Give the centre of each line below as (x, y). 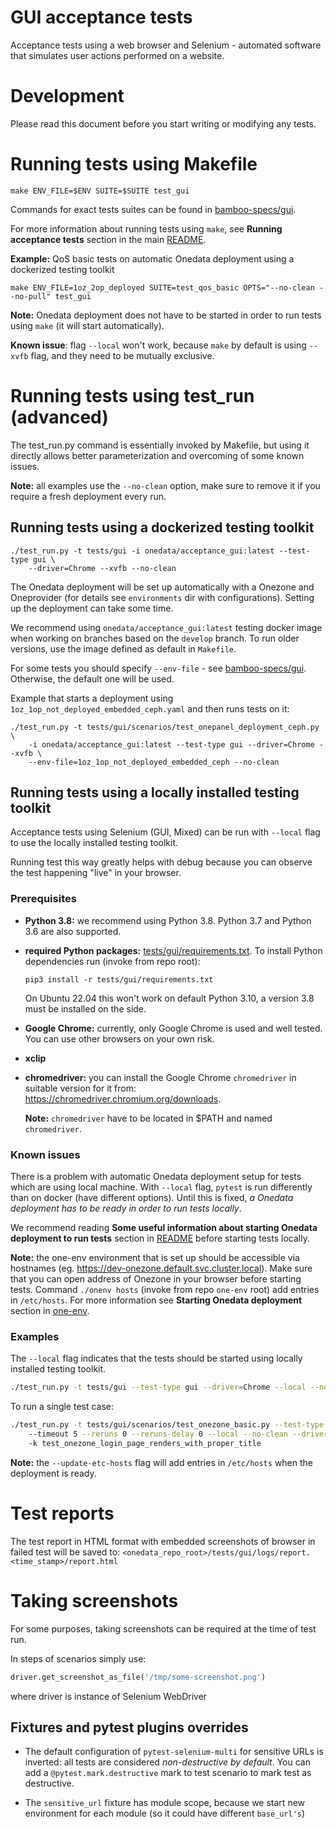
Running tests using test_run (132, 396)
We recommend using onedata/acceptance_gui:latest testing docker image (166, 627)
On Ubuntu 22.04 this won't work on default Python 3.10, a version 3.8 (169, 998)
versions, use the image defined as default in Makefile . (123, 648)
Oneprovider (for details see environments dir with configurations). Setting (162, 597)
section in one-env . (50, 1310)
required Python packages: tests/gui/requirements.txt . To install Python (173, 950)
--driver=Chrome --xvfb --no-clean (102, 568)
